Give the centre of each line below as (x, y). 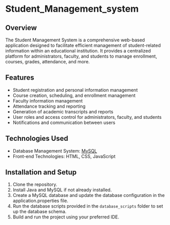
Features (20, 78)
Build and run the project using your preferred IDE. (66, 217)
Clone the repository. (35, 185)
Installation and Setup (41, 172)
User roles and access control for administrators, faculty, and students (87, 117)
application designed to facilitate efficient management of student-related (83, 45)
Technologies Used (37, 139)
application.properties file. (40, 201)
